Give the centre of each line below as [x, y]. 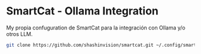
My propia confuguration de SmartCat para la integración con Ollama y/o [96, 28]
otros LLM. [19, 34]
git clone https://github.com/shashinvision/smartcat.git [80, 45]
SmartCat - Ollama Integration [82, 11]
